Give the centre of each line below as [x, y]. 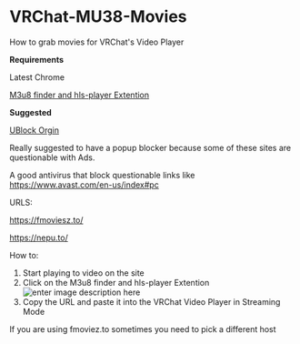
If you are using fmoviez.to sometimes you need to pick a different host [143, 329]
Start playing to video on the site [84, 273]
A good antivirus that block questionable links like [102, 175]
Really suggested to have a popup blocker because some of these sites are [150, 147]
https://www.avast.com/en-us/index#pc [84, 185]
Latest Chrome [37, 77]
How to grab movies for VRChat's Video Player [97, 42]
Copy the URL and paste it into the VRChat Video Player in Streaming [151, 301]
